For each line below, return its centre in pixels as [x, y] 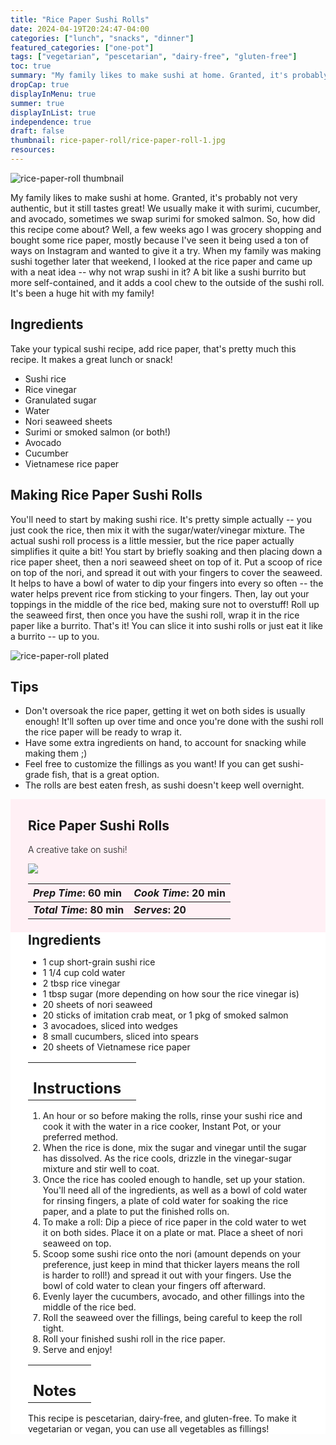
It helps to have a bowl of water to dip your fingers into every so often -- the [167, 583]
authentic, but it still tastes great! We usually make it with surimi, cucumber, [165, 208]
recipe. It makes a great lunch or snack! [91, 359]
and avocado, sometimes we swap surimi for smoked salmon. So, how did [163, 218]
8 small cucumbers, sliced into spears [120, 1037]
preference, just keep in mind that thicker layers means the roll [171, 1265]
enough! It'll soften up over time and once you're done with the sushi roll [174, 722]
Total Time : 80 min [79, 910]
